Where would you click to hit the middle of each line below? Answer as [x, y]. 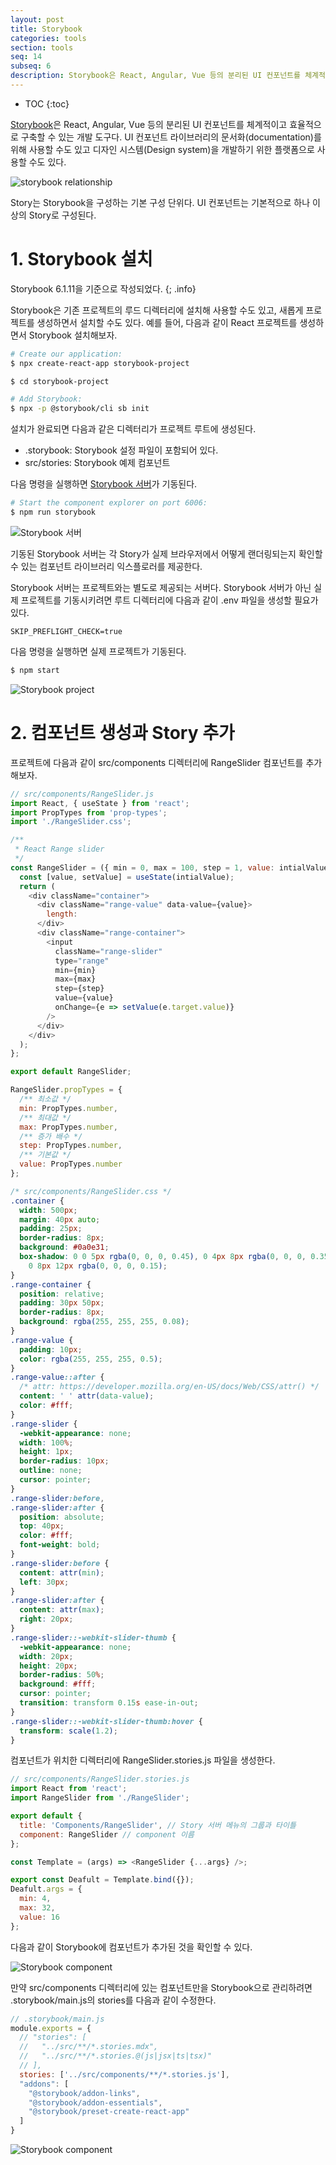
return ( [37, 886]
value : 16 [39, 1917]
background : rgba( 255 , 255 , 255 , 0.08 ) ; [104, 1322]
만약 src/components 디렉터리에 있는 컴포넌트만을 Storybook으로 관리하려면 [161, 1987]
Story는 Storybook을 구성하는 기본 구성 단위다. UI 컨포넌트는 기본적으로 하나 [160, 202]
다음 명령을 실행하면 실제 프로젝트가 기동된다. [98, 651]
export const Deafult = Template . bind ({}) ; [102, 1880]
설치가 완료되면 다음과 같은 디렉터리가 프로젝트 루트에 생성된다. [133, 429]
